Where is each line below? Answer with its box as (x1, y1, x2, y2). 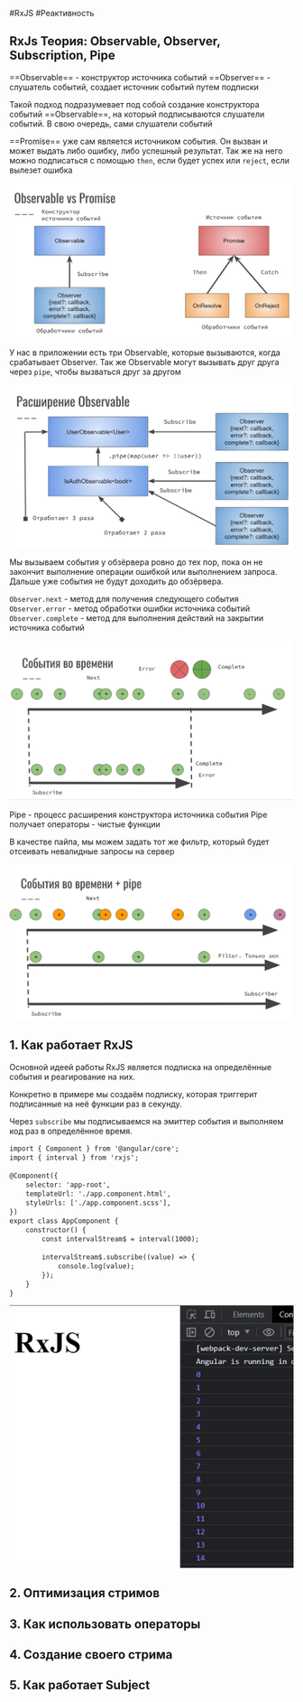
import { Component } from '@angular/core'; (9, 1143, 179, 1153)
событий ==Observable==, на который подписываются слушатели (9, 108, 265, 119)
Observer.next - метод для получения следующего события (9, 593, 239, 604)
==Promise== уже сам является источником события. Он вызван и (9, 136, 268, 146)
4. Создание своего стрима (9, 1647, 173, 1662)
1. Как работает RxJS (9, 1038, 133, 1053)
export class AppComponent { (9, 1216, 119, 1226)
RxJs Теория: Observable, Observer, (9, 33, 221, 49)
